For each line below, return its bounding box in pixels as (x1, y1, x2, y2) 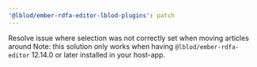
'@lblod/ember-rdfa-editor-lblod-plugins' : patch (8, 11, 176, 20)
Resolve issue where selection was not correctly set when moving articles (8, 33, 249, 43)
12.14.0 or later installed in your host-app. (31, 50, 166, 59)
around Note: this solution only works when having (8, 41, 174, 51)
